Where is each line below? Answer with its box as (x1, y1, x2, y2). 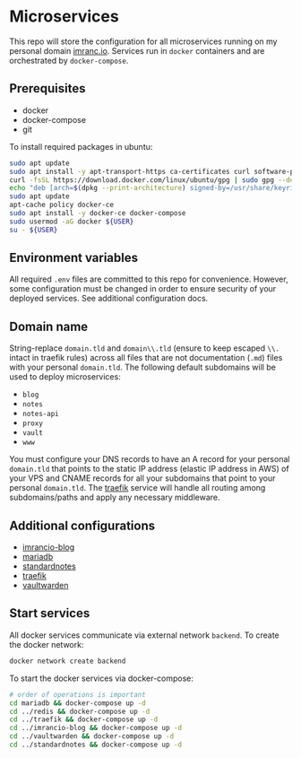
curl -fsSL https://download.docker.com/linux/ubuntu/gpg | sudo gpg (9, 175, 275, 185)
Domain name (9, 318, 89, 334)
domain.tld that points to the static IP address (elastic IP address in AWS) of (9, 464, 289, 475)
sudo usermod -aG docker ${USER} (9, 217, 134, 226)
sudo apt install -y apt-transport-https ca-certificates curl (9, 167, 251, 176)
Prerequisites (9, 81, 86, 96)
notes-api (21, 410, 60, 419)
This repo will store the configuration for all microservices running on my (9, 36, 278, 47)
